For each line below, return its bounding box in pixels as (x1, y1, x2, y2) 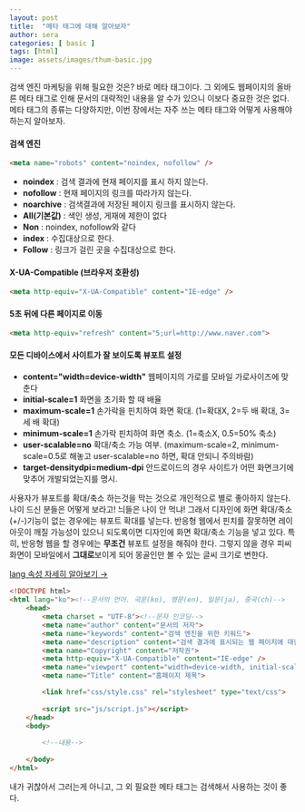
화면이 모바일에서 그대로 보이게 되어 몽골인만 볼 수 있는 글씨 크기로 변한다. (9, 550, 269, 561)
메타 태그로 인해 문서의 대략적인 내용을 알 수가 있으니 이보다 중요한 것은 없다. (18, 93, 290, 103)
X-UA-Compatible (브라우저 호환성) (9, 267, 140, 278)
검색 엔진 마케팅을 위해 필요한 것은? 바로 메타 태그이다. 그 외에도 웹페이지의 (9, 82, 275, 92)
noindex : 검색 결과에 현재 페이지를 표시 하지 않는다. (22, 176, 209, 187)
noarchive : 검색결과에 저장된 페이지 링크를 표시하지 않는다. (22, 199, 236, 210)
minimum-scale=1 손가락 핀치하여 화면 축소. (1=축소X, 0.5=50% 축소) (22, 428, 277, 439)
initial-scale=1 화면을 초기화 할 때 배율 (22, 394, 162, 405)
